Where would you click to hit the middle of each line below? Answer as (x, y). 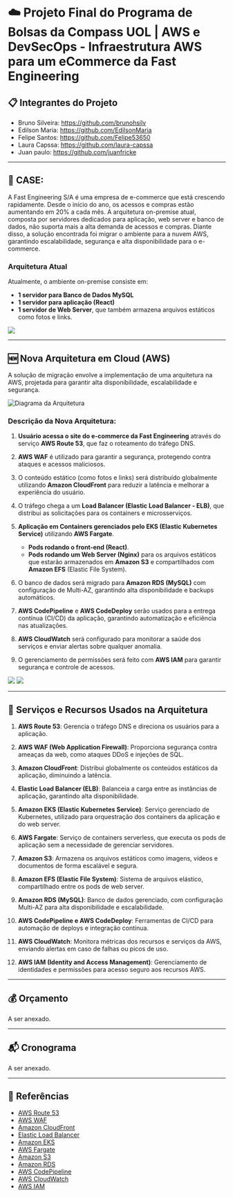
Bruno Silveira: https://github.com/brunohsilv (82, 123)
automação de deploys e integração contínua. (83, 928)
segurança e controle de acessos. (66, 667)
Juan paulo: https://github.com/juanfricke (77, 152)
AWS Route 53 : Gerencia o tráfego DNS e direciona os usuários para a (119, 726)
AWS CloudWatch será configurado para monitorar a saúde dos (109, 639)
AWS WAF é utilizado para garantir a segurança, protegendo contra (114, 457)
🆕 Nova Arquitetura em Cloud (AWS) (89, 358)
